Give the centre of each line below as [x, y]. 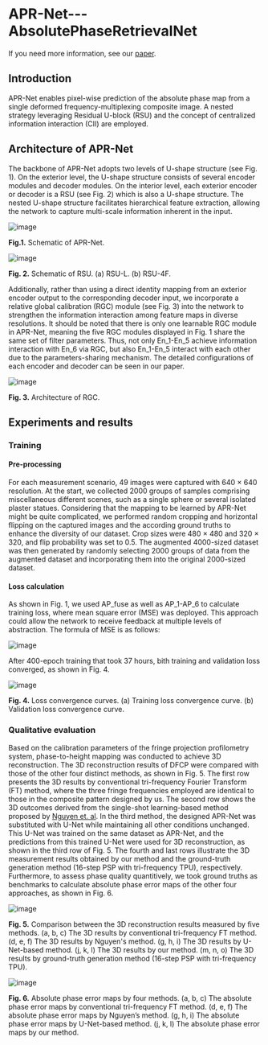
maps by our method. [44, 1032]
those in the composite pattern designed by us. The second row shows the [132, 799]
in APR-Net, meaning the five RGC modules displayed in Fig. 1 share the [127, 331]
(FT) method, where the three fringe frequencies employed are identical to [131, 790]
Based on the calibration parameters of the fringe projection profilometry [129, 747]
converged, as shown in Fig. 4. [59, 669]
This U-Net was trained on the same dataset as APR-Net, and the [116, 833]
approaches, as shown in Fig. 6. [61, 893]
